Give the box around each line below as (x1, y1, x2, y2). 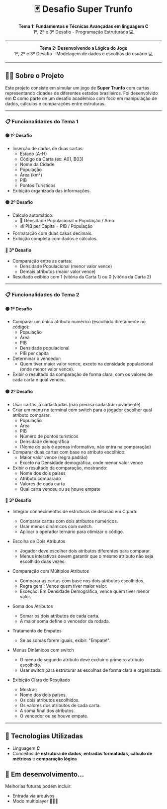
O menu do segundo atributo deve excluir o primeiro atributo (19, 656, 144, 662)
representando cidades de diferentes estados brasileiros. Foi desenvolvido (5, 90, 158, 96)
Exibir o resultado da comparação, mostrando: (12, 465, 108, 471)
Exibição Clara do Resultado (12, 677, 71, 683)
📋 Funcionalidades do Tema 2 (5, 291, 80, 298)
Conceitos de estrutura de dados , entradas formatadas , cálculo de (12, 750, 153, 756)
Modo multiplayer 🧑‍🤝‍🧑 (12, 798, 58, 804)
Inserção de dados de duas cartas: (12, 145, 84, 151)
